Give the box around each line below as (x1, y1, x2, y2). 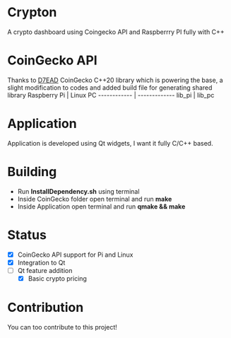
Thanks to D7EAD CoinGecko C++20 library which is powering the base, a (7, 76, 223, 84)
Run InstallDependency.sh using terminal (17, 187, 140, 195)
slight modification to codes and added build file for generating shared (7, 83, 213, 92)
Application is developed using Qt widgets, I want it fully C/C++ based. (7, 139, 213, 147)
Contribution (7, 300, 84, 315)
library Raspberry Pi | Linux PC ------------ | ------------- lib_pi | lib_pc (7, 91, 215, 99)
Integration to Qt (17, 258, 66, 267)
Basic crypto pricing (28, 274, 87, 283)
